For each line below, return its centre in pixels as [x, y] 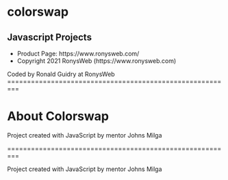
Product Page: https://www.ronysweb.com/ [78, 53]
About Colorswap [58, 116]
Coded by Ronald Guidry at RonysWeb [61, 74]
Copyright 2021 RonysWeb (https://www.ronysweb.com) [97, 61]
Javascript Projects [50, 37]
